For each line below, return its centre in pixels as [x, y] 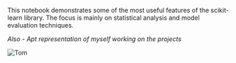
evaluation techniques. [41, 25]
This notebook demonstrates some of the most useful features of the [108, 10]
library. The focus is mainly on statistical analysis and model [112, 18]
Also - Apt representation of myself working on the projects [95, 39]
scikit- [220, 10]
